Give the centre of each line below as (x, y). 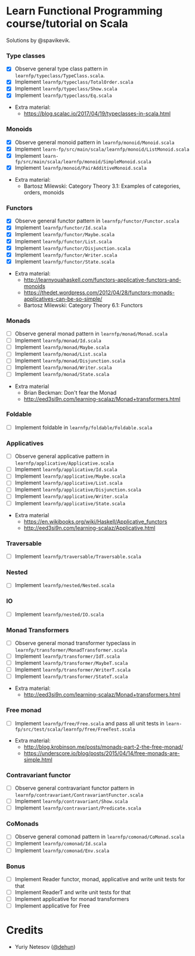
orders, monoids (44, 193)
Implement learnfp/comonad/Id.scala (61, 844)
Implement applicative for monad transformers (72, 899)
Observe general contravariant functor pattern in (75, 788)
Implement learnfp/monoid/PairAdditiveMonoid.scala (81, 167)
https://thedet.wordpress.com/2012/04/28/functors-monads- (99, 292)
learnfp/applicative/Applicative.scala (64, 464)
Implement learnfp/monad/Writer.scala (63, 367)
